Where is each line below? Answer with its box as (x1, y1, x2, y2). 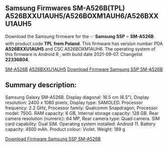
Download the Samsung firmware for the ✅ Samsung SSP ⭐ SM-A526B (5, 33, 154, 39)
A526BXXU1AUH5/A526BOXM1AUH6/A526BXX (5, 12, 159, 21)
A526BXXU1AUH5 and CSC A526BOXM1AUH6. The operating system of (5, 46, 156, 52)
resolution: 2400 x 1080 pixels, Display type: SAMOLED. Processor (5, 99, 143, 105)
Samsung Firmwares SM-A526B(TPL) (5, 4, 125, 13)
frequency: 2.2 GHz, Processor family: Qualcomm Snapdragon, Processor (5, 105, 158, 111)
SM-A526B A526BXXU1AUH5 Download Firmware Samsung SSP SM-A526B (5, 66, 163, 72)
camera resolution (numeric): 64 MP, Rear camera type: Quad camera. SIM (5, 115, 160, 121)
